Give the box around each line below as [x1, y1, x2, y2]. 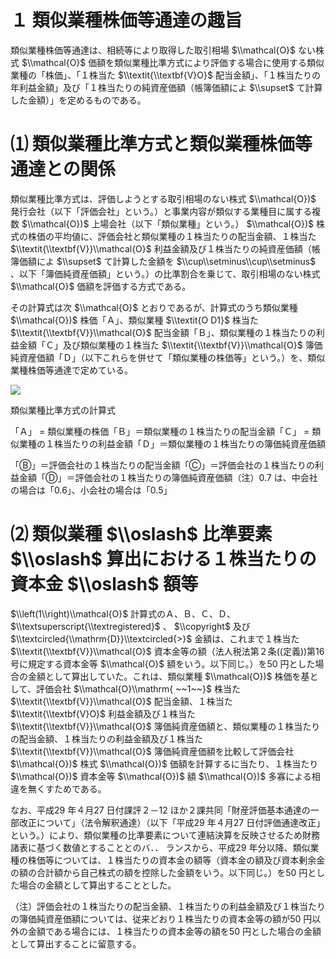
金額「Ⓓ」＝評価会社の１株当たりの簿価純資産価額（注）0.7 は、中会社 [18, 471, 318, 483]
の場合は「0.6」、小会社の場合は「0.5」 [10, 484, 173, 496]
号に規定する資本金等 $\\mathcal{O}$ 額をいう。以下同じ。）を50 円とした [10, 657, 316, 670]
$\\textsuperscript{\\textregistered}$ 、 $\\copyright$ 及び [10, 620, 251, 632]
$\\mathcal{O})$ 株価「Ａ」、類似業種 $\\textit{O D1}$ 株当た [10, 314, 259, 326]
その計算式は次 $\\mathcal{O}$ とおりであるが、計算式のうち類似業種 [10, 301, 298, 313]
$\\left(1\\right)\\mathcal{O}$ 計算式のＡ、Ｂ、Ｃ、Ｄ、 [10, 607, 237, 620]
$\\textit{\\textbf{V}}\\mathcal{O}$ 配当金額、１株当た [10, 695, 233, 707]
